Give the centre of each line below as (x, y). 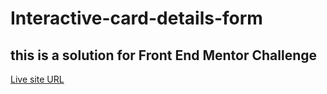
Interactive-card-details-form (136, 18)
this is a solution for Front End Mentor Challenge (164, 55)
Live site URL (37, 79)
